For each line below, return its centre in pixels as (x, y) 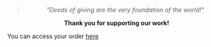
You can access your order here (53, 36)
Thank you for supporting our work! (117, 23)
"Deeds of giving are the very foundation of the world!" (125, 10)
